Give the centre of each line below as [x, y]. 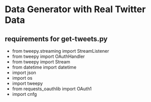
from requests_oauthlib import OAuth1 [52, 89]
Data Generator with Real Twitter [75, 9]
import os [22, 78]
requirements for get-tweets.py [56, 39]
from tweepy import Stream [41, 62]
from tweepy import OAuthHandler [48, 56]
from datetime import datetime [44, 67]
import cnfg [24, 94]
